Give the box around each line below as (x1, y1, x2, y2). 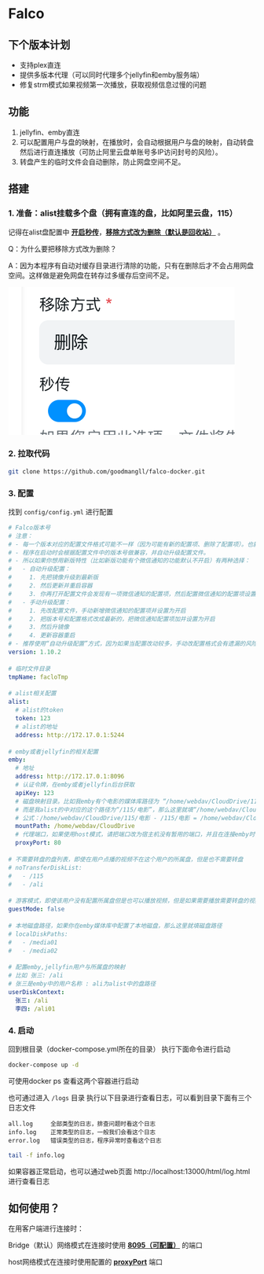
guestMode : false (8, 905, 65, 913)
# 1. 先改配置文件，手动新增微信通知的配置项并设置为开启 (8, 606, 186, 614)
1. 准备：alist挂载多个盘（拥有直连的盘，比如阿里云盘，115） (8, 208, 238, 219)
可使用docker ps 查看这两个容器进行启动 (8, 1076, 139, 1085)
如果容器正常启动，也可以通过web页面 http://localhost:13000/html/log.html (8, 1166, 251, 1176)
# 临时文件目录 (8, 665, 51, 672)
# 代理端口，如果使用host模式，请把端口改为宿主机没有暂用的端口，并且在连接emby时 (15, 830, 255, 838)
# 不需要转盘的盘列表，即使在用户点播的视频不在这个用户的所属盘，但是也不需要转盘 (8, 855, 244, 863)
